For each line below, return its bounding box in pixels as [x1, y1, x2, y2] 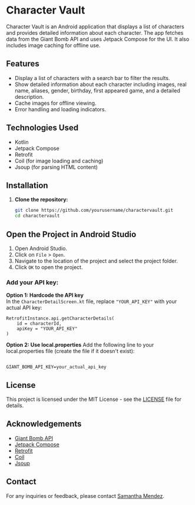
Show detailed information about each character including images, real [14, 81, 187, 88]
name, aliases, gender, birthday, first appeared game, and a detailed [14, 87, 181, 94]
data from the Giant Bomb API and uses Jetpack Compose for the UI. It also [6, 35, 190, 42]
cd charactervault [14, 213, 60, 219]
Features [6, 59, 39, 69]
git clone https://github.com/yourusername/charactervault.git [14, 207, 174, 214]
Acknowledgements [6, 419, 82, 429]
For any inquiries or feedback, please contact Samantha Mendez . [6, 492, 165, 499]
